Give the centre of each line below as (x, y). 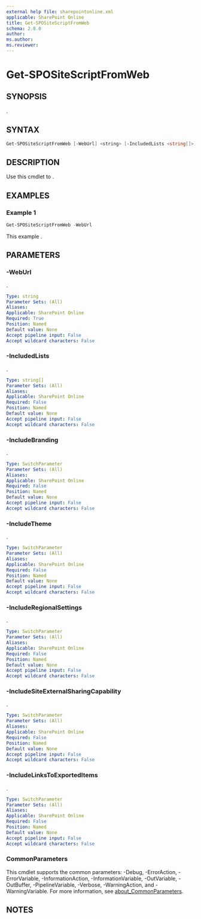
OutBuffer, (19, 885)
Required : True (25, 319)
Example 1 (21, 212)
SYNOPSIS (27, 97)
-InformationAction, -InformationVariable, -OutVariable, (109, 878)
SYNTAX (23, 130)
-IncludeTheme (29, 524)
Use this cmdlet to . (30, 177)
